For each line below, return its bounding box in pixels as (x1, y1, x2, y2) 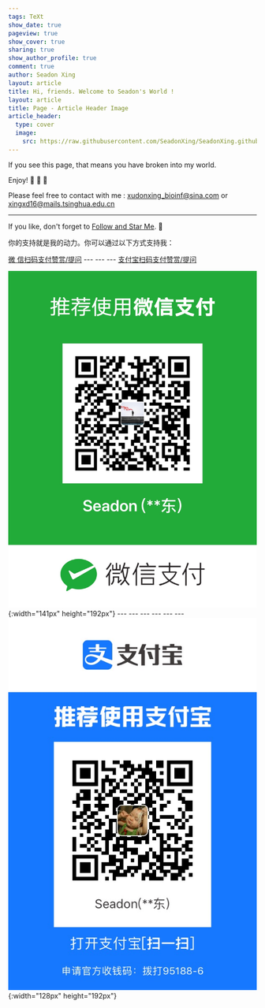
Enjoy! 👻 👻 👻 (8, 175, 48, 184)
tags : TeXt (8, 13, 44, 20)
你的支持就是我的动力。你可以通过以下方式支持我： (8, 237, 174, 247)
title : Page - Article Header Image (8, 104, 129, 112)
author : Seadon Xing (8, 71, 77, 79)
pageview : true (8, 29, 58, 37)
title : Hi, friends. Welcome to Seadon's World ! (8, 87, 175, 95)
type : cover (15, 121, 55, 129)
